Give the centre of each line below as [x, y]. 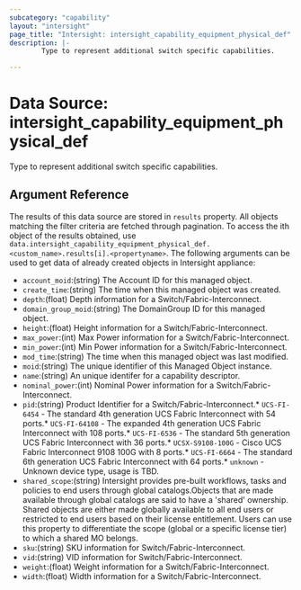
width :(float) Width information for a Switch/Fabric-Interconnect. [142, 576]
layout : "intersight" [50, 26]
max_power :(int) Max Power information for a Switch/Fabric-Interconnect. [156, 337]
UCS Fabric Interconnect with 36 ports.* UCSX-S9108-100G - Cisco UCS [152, 442]
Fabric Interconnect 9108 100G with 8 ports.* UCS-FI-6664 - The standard [157, 451]
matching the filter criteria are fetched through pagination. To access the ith [150, 226]
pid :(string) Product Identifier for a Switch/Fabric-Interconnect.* [141, 404]
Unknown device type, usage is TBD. [91, 471]
